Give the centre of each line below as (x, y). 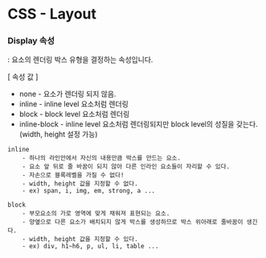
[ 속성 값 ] (23, 77)
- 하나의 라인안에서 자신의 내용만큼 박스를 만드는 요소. (102, 158)
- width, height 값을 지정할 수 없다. (80, 184)
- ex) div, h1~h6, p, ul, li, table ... (90, 247)
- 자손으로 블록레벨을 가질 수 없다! (73, 175)
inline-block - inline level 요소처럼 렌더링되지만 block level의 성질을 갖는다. (138, 124)
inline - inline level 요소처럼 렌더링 (74, 104)
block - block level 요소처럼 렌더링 (74, 114)
